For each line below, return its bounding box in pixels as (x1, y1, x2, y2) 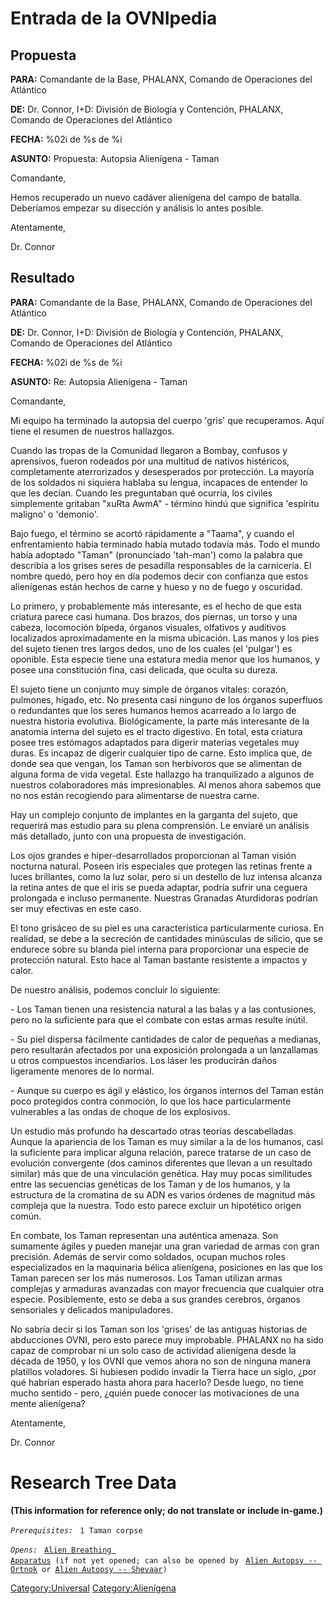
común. (10, 1210, 42, 1222)
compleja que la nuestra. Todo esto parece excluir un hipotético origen (10, 1199, 302, 1211)
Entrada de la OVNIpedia (10, 7, 218, 30)
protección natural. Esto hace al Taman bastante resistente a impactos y (10, 953, 308, 966)
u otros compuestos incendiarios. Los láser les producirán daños (10, 1054, 278, 1066)
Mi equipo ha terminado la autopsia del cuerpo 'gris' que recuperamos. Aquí (10, 414, 325, 426)
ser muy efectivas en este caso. (10, 902, 142, 914)
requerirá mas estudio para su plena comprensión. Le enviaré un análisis (10, 819, 310, 831)
